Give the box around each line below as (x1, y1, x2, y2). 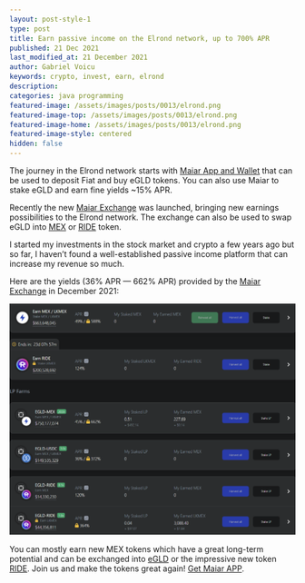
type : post (9, 24, 51, 34)
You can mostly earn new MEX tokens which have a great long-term (9, 544, 264, 555)
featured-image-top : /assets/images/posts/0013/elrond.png (9, 110, 238, 120)
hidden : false (9, 139, 64, 149)
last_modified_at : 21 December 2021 (9, 53, 148, 63)
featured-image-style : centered (9, 130, 132, 139)
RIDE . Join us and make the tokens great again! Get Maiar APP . (9, 563, 245, 574)
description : (9, 82, 59, 91)
